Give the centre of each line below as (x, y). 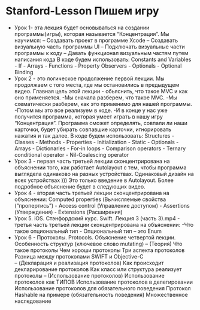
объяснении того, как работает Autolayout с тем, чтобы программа (100, 167)
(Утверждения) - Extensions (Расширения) (69, 212)
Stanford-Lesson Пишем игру (82, 11)
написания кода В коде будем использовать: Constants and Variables (103, 59)
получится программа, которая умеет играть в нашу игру (88, 116)
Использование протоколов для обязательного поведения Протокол (102, 288)
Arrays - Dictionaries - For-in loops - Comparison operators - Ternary (100, 148)
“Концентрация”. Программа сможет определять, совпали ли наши (101, 123)
